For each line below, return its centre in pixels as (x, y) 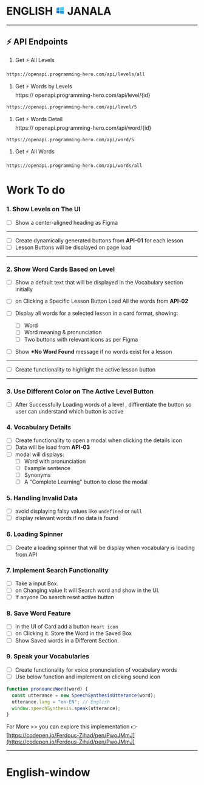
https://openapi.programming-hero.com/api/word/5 (70, 139)
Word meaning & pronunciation (63, 333)
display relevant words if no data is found (67, 518)
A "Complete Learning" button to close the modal (86, 482)
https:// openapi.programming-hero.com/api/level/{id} (83, 95)
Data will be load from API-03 (53, 447)
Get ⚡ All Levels (35, 60)
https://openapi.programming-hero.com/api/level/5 (72, 107)
